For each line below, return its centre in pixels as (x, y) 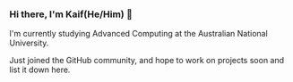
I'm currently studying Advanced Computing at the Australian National (139, 34)
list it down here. (40, 70)
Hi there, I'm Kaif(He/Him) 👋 (71, 14)
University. (29, 43)
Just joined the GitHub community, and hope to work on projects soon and (147, 61)
